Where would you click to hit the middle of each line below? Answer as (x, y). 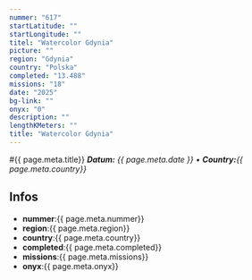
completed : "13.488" (48, 76)
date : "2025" (34, 92)
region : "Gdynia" (42, 59)
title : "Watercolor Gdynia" (62, 134)
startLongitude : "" (46, 34)
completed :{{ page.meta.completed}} (92, 247)
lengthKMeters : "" (43, 126)
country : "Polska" (43, 68)
